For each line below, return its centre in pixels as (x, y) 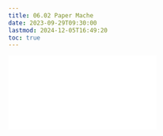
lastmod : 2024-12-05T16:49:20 (58, 30)
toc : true (25, 38)
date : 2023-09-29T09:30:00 (53, 23)
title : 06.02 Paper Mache (51, 15)
